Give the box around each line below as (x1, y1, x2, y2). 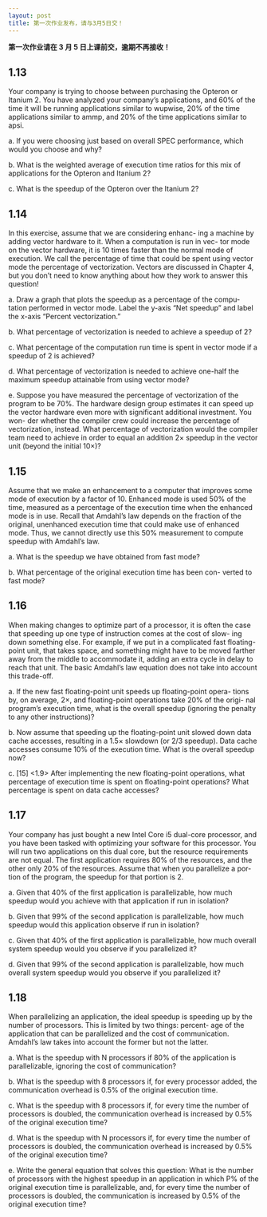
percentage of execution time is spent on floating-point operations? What (8, 776, 249, 786)
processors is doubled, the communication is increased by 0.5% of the (8, 1191, 241, 1201)
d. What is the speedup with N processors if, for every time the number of (8, 1133, 251, 1143)
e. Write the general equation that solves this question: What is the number (8, 1166, 253, 1176)
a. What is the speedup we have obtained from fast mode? (8, 551, 201, 561)
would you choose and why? (8, 144, 102, 154)
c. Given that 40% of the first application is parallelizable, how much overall (8, 935, 257, 945)
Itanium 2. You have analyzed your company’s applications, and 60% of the (8, 95, 257, 105)
